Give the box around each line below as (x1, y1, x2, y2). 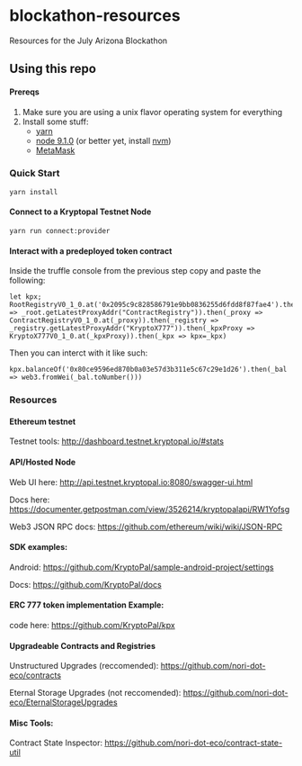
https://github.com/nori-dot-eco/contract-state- (104, 737, 283, 748)
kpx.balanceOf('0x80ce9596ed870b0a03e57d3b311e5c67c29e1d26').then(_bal (9, 365, 288, 374)
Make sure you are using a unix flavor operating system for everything (22, 106, 283, 117)
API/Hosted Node (9, 456, 76, 467)
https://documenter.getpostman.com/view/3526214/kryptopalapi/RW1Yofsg (9, 503, 290, 514)
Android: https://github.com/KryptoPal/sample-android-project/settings (9, 562, 274, 572)
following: (9, 275, 46, 286)
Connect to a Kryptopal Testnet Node (9, 206, 152, 217)
